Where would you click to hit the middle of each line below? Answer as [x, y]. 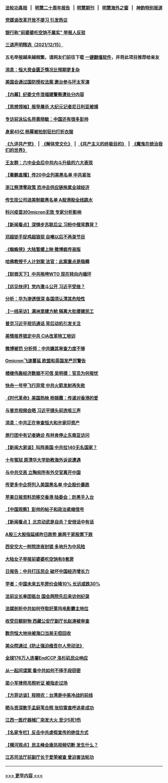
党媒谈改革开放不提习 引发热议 [36, 20]
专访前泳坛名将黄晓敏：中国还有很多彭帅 [47, 119]
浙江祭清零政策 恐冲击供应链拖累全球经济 [47, 187]
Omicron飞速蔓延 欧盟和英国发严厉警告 [45, 361]
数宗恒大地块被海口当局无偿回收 [38, 633]
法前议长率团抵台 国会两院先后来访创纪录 [47, 596]
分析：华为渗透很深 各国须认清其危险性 [45, 299]
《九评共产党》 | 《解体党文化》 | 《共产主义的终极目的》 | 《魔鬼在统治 [82, 144]
